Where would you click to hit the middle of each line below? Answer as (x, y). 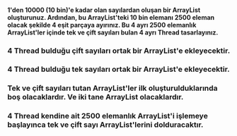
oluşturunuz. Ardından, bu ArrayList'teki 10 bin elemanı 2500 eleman (111, 17)
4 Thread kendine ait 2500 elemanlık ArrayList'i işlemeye (108, 116)
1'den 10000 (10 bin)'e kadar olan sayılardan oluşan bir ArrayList (104, 10)
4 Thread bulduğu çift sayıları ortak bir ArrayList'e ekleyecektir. (119, 51)
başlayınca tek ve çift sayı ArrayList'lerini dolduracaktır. (105, 125)
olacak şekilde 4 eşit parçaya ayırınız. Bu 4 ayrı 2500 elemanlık (102, 25)
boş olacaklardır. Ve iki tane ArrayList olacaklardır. (96, 97)
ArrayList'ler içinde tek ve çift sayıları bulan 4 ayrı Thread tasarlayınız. (113, 32)
